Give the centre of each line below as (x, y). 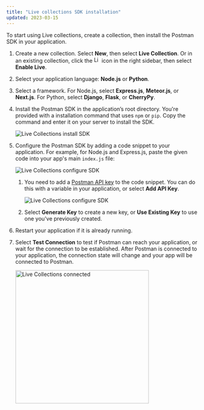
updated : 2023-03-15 (33, 18)
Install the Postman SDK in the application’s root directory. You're (97, 109)
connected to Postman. (44, 261)
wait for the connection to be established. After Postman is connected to (106, 249)
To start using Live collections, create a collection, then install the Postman (100, 35)
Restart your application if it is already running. (74, 230)
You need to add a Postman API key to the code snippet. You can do (110, 182)
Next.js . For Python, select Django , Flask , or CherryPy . (85, 97)
